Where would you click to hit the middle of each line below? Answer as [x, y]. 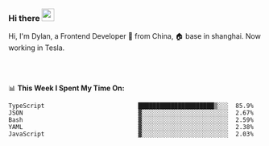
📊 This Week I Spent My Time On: [66, 88]
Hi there [24, 18]
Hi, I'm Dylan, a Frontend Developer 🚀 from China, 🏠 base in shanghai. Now [135, 36]
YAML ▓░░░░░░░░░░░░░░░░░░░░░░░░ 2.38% [131, 127]
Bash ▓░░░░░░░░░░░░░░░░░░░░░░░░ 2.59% [131, 120]
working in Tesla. [37, 48]
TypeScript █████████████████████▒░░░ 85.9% [131, 106]
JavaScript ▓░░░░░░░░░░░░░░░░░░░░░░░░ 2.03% [131, 134]
